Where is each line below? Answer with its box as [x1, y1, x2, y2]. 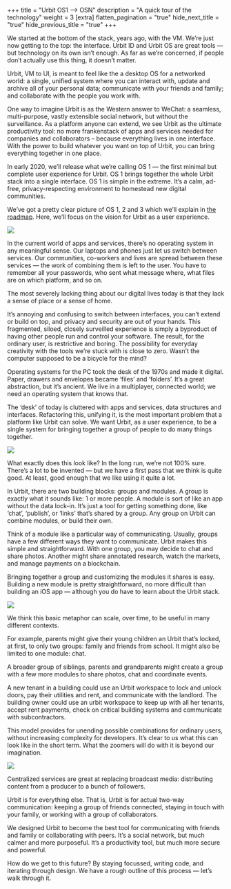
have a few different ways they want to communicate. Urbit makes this [7, 537, 208, 546]
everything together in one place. [7, 149, 102, 157]
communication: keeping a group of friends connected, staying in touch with [7, 803, 224, 811]
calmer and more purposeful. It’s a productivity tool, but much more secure [7, 838, 221, 847]
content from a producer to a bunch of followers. [7, 782, 146, 790]
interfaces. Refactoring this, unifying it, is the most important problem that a [7, 411, 223, 418]
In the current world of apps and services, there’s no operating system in [7, 239, 214, 247]
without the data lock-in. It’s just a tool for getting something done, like [7, 502, 208, 510]
